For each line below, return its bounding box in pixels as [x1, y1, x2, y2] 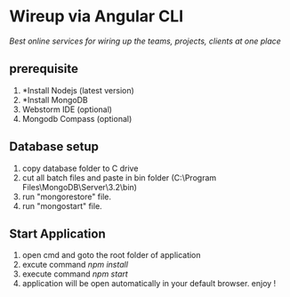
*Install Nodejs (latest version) [21, 84, 135, 95]
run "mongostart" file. [21, 200, 102, 211]
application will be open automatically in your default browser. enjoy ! [21, 278, 277, 289]
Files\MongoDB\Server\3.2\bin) [21, 181, 138, 192]
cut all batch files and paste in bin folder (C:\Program [21, 172, 217, 183]
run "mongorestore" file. [21, 191, 112, 202]
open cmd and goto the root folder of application [21, 250, 202, 261]
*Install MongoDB [21, 94, 89, 105]
